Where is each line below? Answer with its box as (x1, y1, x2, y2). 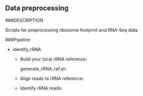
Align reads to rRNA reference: (20, 75, 84, 81)
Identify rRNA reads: (20, 85, 63, 91)
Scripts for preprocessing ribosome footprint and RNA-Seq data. (5, 27, 139, 33)
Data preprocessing (5, 4, 69, 12)
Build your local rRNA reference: (20, 56, 87, 62)
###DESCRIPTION (5, 17, 44, 23)
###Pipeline (5, 36, 30, 42)
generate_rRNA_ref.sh (20, 65, 66, 71)
